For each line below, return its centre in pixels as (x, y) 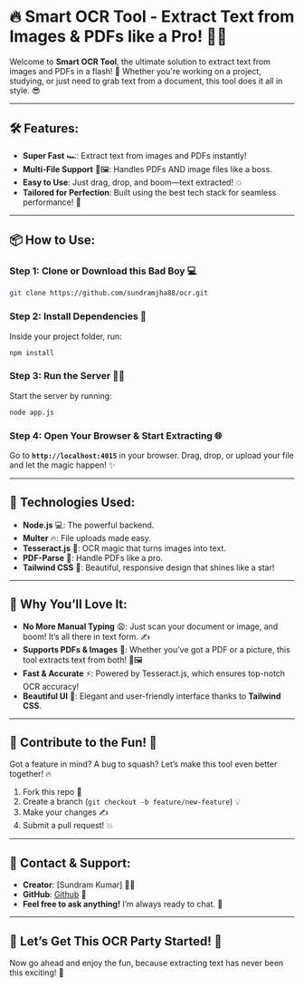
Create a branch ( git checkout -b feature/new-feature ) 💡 (132, 802)
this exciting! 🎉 (37, 972)
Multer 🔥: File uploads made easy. (87, 537)
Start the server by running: (61, 395)
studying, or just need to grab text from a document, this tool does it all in (146, 81)
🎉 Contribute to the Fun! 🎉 (83, 742)
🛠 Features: (44, 129)
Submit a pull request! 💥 (68, 826)
